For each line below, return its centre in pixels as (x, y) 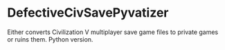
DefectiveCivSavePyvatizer (88, 13)
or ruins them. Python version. (50, 39)
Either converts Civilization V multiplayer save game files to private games (113, 32)
